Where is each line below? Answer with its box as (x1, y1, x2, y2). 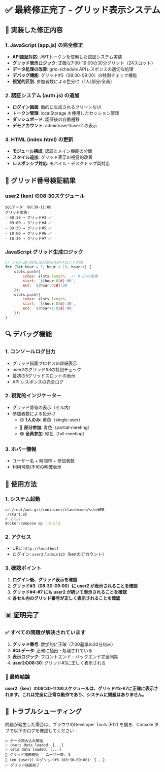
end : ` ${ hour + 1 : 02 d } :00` (23, 306, 74, 311)
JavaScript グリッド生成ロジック (5, 248, 84, 255)
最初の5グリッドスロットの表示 (12, 373, 76, 379)
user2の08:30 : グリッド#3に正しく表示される (12, 660, 106, 666)
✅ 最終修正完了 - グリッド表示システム (5, 4, 161, 16)
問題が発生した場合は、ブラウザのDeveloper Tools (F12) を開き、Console (5, 721, 154, 727)
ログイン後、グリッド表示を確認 (12, 576, 77, 582)
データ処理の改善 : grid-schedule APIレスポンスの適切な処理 (12, 66, 134, 72)
